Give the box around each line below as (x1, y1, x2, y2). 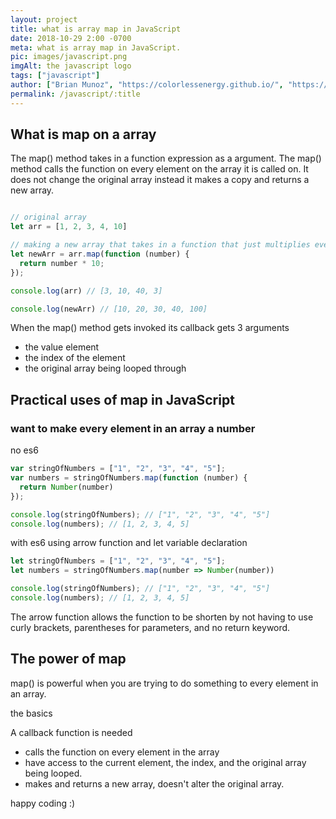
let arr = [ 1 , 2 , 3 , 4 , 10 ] (10, 222, 128, 232)
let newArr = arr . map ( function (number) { (10, 249, 190, 260)
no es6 (10, 444, 39, 456)
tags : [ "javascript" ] (10, 71, 101, 81)
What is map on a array (10, 126, 157, 143)
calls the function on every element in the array (24, 746, 220, 758)
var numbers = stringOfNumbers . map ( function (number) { (10, 473, 248, 483)
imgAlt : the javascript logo (10, 61, 132, 71)
